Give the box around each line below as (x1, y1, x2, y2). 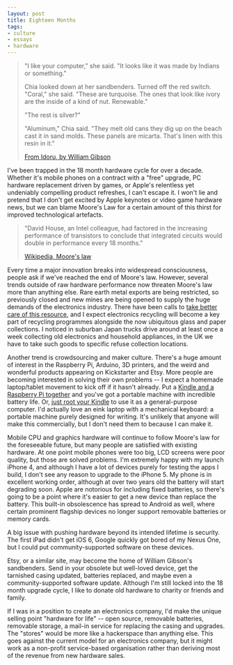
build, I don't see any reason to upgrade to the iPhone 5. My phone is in (7, 471, 212, 478)
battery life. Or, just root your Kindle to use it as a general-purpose (7, 398, 198, 406)
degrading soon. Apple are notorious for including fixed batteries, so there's (7, 485, 225, 493)
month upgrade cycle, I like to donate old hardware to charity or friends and (7, 586, 224, 594)
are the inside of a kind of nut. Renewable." (24, 97, 148, 105)
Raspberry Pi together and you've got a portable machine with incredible (7, 391, 216, 398)
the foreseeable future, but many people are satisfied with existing (7, 441, 198, 449)
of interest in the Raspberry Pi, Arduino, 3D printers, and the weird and (7, 361, 209, 369)
